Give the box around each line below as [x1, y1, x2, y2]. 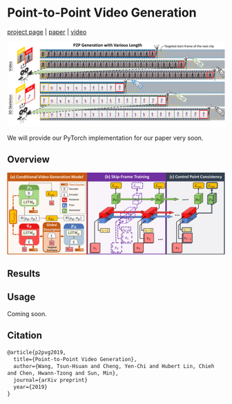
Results [7, 268, 41, 279]
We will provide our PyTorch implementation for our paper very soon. [7, 134, 204, 142]
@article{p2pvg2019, [7, 349, 67, 356]
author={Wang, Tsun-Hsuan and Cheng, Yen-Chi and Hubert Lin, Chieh [13, 362, 215, 369]
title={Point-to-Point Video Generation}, [13, 356, 137, 362]
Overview [7, 154, 50, 165]
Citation [7, 330, 43, 342]
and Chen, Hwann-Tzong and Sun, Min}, [7, 369, 119, 376]
